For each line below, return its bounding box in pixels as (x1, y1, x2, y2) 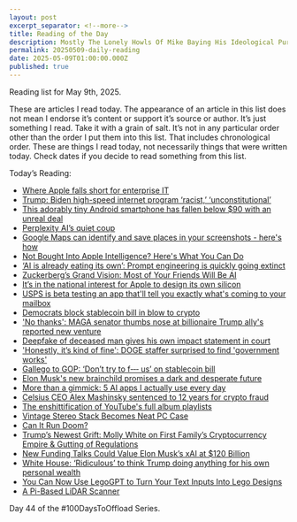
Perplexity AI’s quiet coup (21, 222, 116, 233)
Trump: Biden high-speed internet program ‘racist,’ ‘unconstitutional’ (21, 194, 271, 204)
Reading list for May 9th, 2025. (9, 86, 122, 97)
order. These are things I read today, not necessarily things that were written (9, 141, 287, 151)
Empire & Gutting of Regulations (21, 439, 139, 449)
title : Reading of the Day (9, 29, 109, 38)
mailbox (21, 297, 51, 308)
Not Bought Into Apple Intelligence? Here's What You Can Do (21, 250, 245, 261)
